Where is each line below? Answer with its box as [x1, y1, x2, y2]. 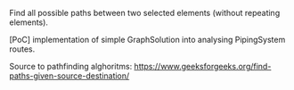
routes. [9, 44, 36, 54]
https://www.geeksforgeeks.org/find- [134, 61, 272, 71]
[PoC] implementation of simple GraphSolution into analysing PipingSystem [9, 35, 286, 45]
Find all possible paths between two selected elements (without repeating [9, 8, 281, 18]
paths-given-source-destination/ [9, 70, 130, 81]
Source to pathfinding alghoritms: [9, 61, 133, 71]
